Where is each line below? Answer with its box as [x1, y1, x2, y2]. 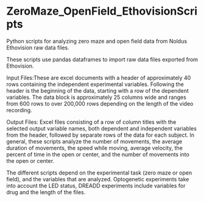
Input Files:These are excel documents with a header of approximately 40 [6, 74, 191, 81]
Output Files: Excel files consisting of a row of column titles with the [6, 118, 177, 126]
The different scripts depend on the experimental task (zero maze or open [6, 169, 192, 176]
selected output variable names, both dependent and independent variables [6, 124, 197, 132]
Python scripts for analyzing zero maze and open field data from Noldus [6, 37, 188, 45]
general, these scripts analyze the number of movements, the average [6, 137, 183, 145]
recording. [6, 106, 32, 114]
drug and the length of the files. [6, 188, 86, 196]
